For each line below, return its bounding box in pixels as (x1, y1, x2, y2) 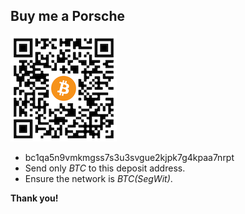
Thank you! (10, 192, 59, 204)
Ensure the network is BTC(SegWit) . (24, 172, 173, 184)
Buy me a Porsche (10, 8, 125, 25)
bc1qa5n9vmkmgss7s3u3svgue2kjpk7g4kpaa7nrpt (24, 151, 235, 163)
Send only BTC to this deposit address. (24, 162, 186, 174)
